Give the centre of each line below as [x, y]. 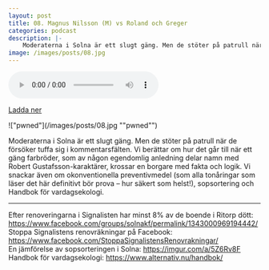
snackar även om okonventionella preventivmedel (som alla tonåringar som [132, 175]
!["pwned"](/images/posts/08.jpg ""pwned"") [83, 125]
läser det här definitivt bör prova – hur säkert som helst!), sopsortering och [131, 183]
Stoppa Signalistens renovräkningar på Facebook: [90, 232]
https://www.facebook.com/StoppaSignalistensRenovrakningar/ [113, 240]
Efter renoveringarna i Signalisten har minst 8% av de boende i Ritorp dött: [131, 215]
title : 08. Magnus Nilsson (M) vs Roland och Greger [98, 23]
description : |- [35, 38]
